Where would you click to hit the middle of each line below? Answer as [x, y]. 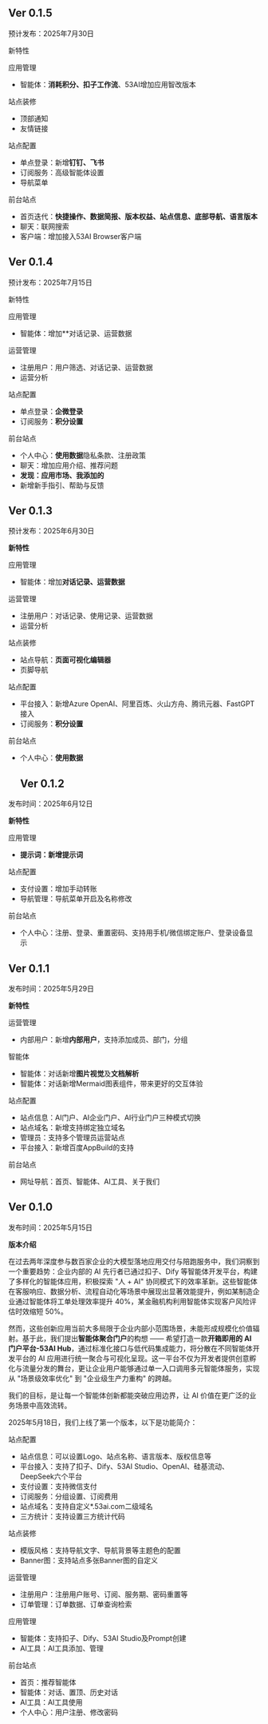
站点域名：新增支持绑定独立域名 [72, 1127]
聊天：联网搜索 [44, 226]
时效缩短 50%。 [41, 1311]
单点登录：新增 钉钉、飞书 [62, 162]
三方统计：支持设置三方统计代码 [72, 1516]
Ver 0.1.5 [31, 13]
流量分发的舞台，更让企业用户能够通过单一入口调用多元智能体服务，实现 [141, 1368]
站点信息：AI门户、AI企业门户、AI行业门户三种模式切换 [110, 1118]
